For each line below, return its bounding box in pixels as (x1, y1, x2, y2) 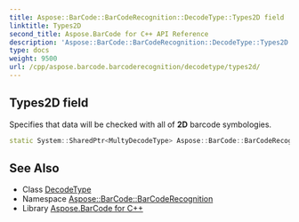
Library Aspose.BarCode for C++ (21, 203, 144, 214)
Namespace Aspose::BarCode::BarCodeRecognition (21, 194, 214, 204)
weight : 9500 (9, 54, 58, 63)
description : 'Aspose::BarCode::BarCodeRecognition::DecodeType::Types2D (9, 37, 289, 47)
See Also (9, 161, 60, 176)
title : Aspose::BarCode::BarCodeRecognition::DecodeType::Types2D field (9, 12, 285, 22)
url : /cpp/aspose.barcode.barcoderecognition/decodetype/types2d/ (9, 63, 261, 72)
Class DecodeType (21, 184, 92, 195)
